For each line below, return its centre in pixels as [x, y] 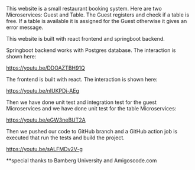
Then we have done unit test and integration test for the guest [81, 102]
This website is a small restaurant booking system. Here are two [84, 9]
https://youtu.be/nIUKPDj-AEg [43, 91]
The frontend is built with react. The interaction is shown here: [82, 79]
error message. [25, 27]
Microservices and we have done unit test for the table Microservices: [91, 108]
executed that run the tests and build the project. [66, 138]
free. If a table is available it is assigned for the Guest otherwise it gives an [97, 21]
